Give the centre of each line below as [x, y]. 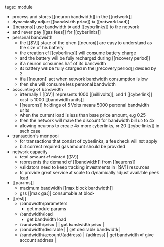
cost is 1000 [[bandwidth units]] [52, 100]
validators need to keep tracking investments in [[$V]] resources [84, 167]
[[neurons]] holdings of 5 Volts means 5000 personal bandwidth [84, 105]
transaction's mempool [35, 136]
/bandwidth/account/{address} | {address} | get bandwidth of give [87, 235]
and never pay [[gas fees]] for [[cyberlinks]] [57, 32]
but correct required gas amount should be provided [72, 146]
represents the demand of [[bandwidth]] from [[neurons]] [77, 162]
